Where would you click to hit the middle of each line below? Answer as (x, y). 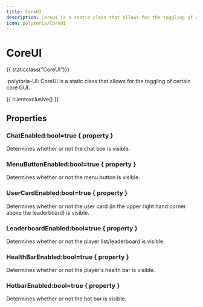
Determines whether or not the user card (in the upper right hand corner (96, 206)
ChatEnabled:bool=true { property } (60, 135)
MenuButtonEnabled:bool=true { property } (71, 164)
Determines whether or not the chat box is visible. (68, 149)
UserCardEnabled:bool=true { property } (67, 193)
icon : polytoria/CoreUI (36, 23)
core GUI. (18, 87)
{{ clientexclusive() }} (33, 100)
